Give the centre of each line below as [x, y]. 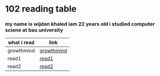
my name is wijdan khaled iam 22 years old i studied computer [80, 24]
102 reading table [41, 9]
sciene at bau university [34, 30]
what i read [21, 43]
